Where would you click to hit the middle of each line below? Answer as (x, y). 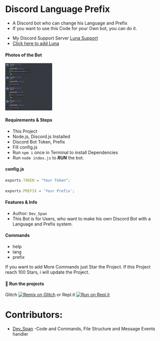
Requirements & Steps (29, 120)
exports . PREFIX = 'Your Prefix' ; (40, 191)
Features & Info (21, 202)
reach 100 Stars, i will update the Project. (47, 272)
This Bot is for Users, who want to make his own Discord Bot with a (81, 218)
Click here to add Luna (36, 43)
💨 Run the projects (24, 283)
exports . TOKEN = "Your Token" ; (38, 180)
